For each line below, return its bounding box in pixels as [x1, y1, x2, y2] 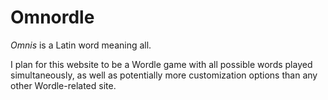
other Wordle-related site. [10, 79, 117, 91]
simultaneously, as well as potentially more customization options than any [10, 69, 318, 81]
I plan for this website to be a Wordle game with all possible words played [10, 58, 313, 70]
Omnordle [10, 6, 95, 29]
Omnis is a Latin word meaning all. [10, 39, 152, 51]
